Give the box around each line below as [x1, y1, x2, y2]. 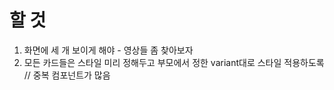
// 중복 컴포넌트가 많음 [23, 69, 111, 81]
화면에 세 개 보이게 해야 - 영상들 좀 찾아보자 [23, 44, 194, 56]
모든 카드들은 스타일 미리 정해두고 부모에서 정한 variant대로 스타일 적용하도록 [23, 56, 325, 68]
